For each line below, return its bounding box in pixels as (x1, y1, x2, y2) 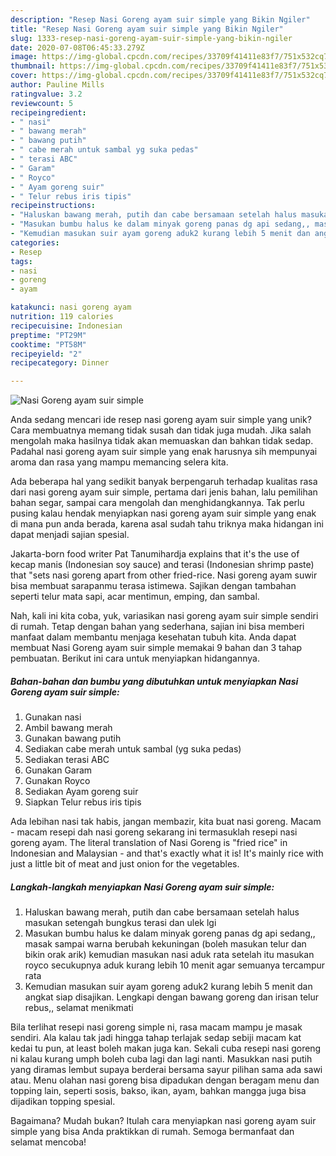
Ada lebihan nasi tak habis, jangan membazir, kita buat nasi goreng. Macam (10, 816, 322, 828)
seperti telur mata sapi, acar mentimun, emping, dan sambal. (10, 591, 260, 603)
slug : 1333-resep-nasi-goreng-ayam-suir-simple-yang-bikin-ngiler (10, 33, 293, 43)
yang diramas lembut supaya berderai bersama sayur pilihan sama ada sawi (10, 1064, 323, 1076)
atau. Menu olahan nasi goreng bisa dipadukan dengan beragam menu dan (10, 1074, 320, 1086)
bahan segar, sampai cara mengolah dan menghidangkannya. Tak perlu (10, 497, 305, 509)
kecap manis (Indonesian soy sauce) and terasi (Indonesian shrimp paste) (10, 559, 315, 571)
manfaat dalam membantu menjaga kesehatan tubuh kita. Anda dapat (10, 631, 297, 643)
